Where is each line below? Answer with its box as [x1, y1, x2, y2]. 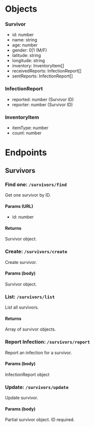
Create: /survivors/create [5, 248, 68, 255]
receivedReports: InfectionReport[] [12, 68, 81, 74]
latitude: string [12, 53, 41, 58]
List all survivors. [5, 304, 39, 310]
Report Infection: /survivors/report [5, 338, 91, 345]
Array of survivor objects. [5, 326, 56, 332]
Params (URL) [5, 203, 33, 209]
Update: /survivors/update [5, 384, 69, 390]
